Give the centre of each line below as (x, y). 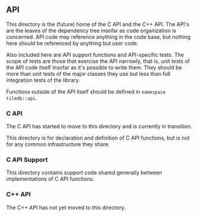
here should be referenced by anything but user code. (72, 43)
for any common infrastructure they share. (58, 144)
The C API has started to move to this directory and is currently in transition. (99, 126)
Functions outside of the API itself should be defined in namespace (86, 91)
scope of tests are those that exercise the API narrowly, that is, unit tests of (98, 61)
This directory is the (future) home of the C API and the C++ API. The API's (98, 24)
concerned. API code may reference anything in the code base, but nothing (98, 37)
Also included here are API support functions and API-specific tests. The (95, 55)
